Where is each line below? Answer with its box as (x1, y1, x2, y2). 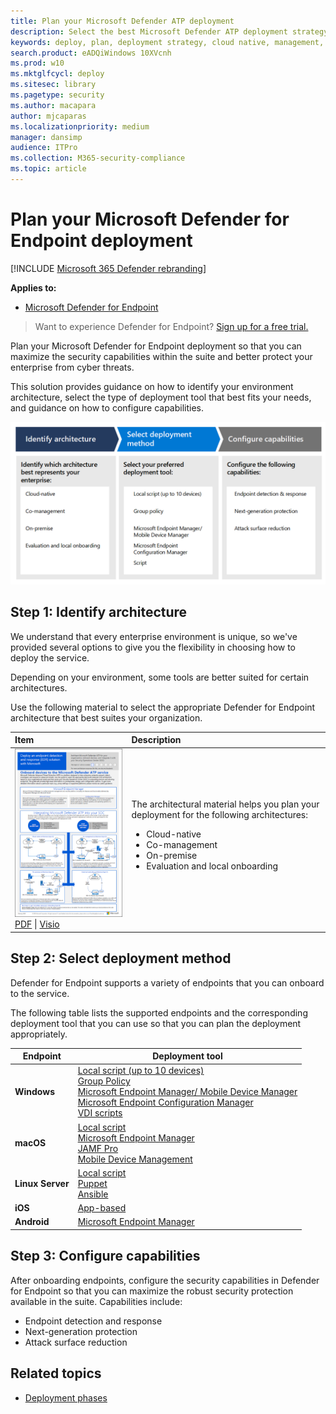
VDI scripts (77, 1107, 123, 1119)
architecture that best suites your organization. (10, 711, 203, 724)
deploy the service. (10, 651, 90, 664)
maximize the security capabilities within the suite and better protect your (10, 350, 313, 362)
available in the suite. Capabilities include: (10, 1295, 183, 1307)
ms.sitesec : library (10, 80, 97, 90)
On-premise (146, 849, 198, 861)
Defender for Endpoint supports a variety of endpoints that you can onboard (10, 976, 325, 989)
